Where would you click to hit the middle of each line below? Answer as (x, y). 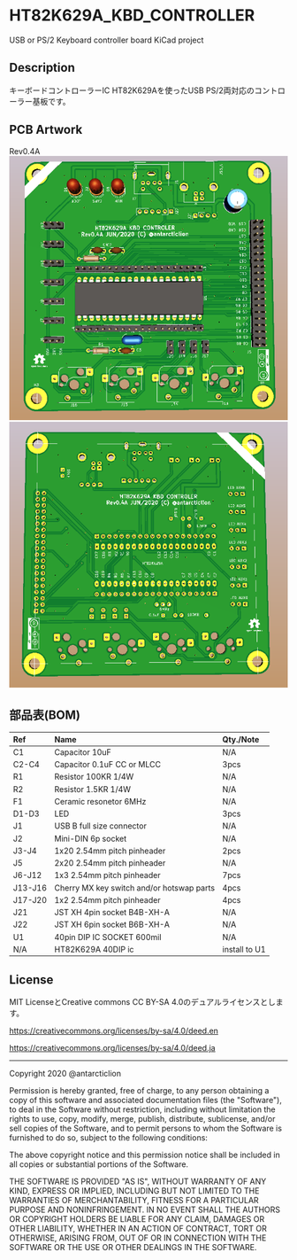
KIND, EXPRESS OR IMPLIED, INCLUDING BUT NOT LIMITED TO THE (134, 1191)
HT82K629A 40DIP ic (94, 949)
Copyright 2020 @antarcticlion (65, 1074)
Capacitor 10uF (83, 752)
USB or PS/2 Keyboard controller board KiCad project (107, 40)
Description (42, 68)
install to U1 (244, 949)
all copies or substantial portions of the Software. (99, 1164)
